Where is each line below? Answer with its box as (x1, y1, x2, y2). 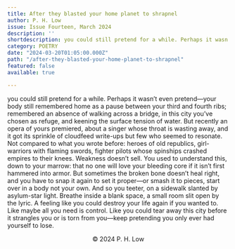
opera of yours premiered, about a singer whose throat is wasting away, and (7, 124, 229, 133)
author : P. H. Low (7, 17, 61, 24)
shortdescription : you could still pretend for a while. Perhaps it (7, 36, 212, 43)
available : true (7, 69, 55, 76)
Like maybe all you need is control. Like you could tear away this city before (7, 206, 227, 215)
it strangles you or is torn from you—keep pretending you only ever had (7, 213, 215, 222)
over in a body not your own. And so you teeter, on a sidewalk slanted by (7, 184, 218, 192)
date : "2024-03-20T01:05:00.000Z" (7, 50, 109, 57)
